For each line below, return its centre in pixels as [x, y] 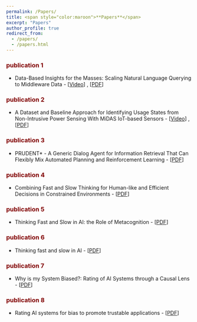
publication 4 [26, 175]
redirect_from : [25, 34]
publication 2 [25, 100]
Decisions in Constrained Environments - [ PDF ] [72, 194]
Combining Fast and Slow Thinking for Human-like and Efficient [92, 188]
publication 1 [25, 65]
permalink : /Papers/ [32, 12]
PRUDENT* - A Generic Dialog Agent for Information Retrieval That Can [101, 153]
